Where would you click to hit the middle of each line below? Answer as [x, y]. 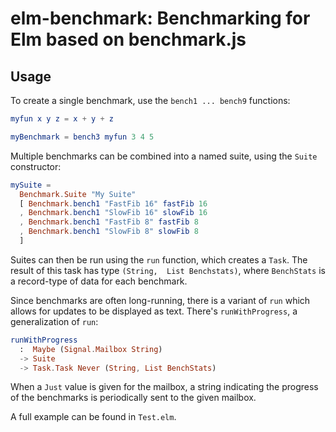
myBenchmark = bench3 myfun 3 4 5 [82, 137]
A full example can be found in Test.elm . [93, 417]
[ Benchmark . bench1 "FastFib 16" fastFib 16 [113, 203]
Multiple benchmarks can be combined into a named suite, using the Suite [164, 156]
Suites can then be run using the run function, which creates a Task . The [159, 259]
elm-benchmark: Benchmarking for [160, 18]
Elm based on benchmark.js [128, 39]
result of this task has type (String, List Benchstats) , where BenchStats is [168, 270]
